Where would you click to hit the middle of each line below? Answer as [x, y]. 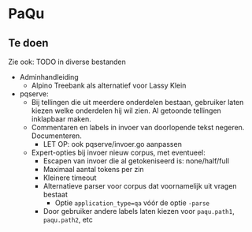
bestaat [56, 195]
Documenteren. [57, 136]
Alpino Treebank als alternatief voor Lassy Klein [109, 85]
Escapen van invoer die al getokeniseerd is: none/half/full [136, 161]
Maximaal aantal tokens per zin [93, 169]
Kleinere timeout [70, 178]
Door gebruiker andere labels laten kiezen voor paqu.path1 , [139, 211]
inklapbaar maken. [61, 119]
